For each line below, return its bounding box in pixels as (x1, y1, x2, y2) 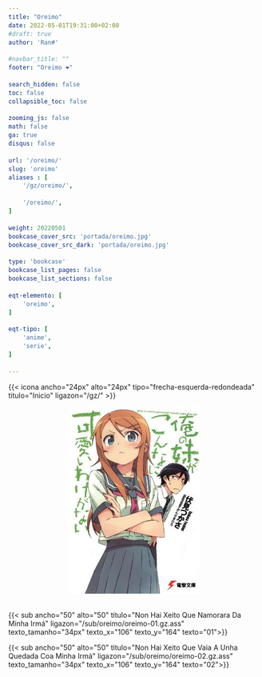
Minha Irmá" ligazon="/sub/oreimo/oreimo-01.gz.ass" (8, 619, 185, 628)
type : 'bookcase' (8, 258, 66, 266)
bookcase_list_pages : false (8, 266, 102, 274)
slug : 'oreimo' (8, 165, 59, 173)
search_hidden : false (8, 80, 81, 88)
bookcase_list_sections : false (8, 274, 113, 282)
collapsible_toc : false (8, 97, 88, 106)
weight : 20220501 (8, 224, 66, 232)
